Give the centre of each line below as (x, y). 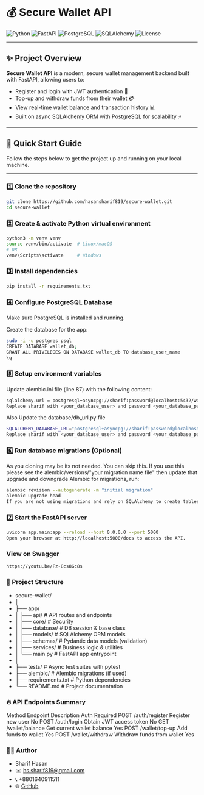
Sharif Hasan (31, 764)
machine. (18, 165)
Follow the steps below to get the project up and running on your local (94, 158)
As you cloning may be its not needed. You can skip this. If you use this (95, 466)
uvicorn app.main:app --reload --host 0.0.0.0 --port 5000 (83, 533)
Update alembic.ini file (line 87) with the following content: (79, 389)
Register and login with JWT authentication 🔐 (72, 91)
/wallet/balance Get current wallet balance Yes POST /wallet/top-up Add (97, 728)
